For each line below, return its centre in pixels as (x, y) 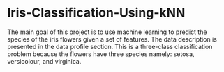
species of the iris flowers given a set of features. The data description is (112, 39)
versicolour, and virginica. (44, 61)
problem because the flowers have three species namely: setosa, (101, 54)
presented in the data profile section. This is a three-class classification (110, 46)
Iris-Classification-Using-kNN (96, 13)
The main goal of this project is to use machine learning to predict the (107, 32)
